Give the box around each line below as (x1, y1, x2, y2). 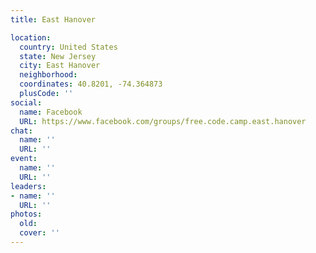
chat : (10, 126, 33, 136)
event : (10, 154, 38, 164)
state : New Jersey (19, 51, 97, 61)
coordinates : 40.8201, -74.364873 (19, 79, 163, 90)
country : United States (19, 42, 118, 52)
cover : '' (19, 228, 60, 238)
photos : (10, 209, 43, 220)
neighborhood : (19, 70, 78, 80)
